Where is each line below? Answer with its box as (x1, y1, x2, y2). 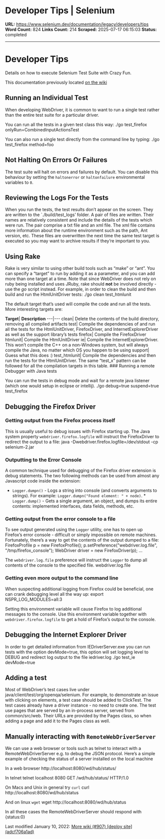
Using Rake (5, 252, 41, 260)
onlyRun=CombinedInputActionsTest (5, 127, 80, 132)
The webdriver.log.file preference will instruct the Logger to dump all (5, 557, 147, 563)
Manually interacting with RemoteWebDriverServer (5, 732, 156, 741)
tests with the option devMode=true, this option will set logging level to (5, 649, 149, 655)
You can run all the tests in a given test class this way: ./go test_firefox (5, 121, 147, 128)
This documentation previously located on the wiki (5, 79, 107, 85)
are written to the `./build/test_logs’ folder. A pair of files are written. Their (5, 212, 154, 218)
